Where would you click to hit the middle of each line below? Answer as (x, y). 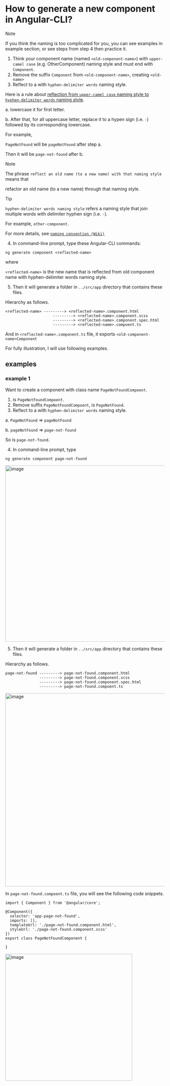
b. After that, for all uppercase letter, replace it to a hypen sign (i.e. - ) (77, 119)
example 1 (18, 379)
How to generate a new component (80, 9)
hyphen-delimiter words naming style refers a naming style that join (76, 208)
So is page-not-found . (28, 440)
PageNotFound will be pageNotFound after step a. (54, 144)
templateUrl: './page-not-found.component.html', (63, 925)
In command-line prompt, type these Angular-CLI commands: (77, 243)
